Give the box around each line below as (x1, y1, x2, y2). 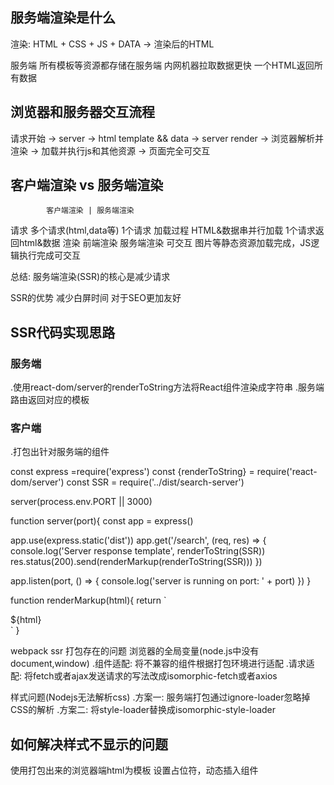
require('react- (256, 466, 318, 478)
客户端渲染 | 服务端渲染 (46, 206, 135, 216)
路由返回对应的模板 (10, 394, 90, 406)
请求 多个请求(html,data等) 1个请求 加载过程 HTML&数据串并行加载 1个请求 (10, 224, 316, 237)
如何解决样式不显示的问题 (10, 736, 168, 753)
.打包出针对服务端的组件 (10, 446, 110, 458)
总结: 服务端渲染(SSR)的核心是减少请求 (10, 271, 171, 283)
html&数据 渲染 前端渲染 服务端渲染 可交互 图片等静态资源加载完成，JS (18, 237, 312, 249)
